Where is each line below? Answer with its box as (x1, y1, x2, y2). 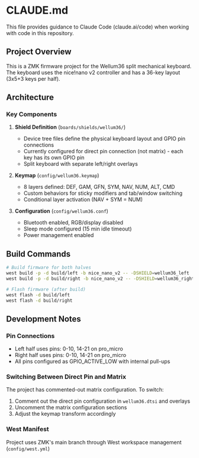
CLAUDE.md (6, 4, 69, 17)
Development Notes (6, 314, 81, 324)
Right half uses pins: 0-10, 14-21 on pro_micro (14, 352, 126, 359)
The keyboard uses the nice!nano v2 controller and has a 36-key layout (6, 69, 181, 76)
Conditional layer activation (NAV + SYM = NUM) (23, 196, 143, 203)
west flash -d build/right (6, 298, 73, 304)
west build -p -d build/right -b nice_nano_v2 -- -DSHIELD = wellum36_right (6, 276, 195, 282)
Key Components (6, 110, 57, 119)
